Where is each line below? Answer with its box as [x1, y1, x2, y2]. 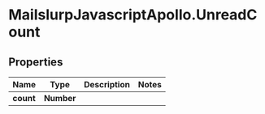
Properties [8, 55, 63, 69]
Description [84, 79, 130, 90]
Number [43, 93, 76, 103]
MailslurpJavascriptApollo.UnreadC [8, 6, 258, 24]
